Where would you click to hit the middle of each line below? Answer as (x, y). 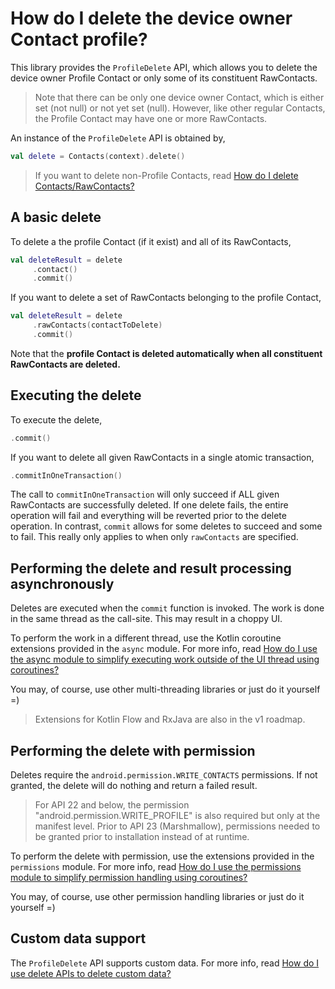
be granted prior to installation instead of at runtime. (142, 837)
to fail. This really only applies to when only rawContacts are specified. (154, 537)
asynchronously (62, 583)
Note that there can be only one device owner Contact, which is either (179, 97)
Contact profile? (79, 39)
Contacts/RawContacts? (84, 186)
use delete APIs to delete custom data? (91, 973)
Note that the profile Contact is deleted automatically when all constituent (166, 353)
